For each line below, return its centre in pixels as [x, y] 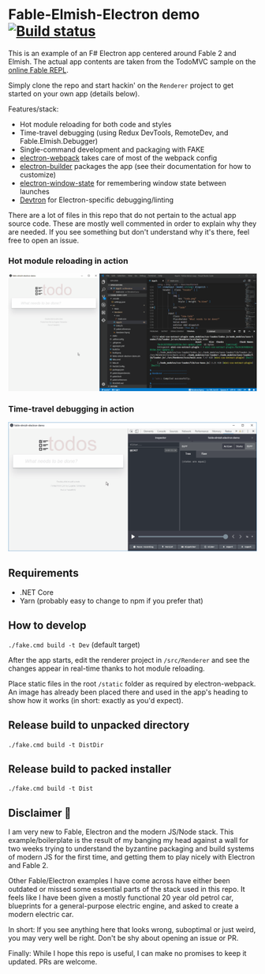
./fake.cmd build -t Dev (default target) [74, 645]
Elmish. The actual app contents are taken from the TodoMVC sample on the [132, 62]
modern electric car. [41, 915]
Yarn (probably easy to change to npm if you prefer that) [111, 600]
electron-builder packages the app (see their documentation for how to [135, 166]
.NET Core [36, 592]
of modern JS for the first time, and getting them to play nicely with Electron [132, 857]
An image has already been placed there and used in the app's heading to [128, 692]
